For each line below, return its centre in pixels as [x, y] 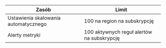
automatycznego [27, 24]
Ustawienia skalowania [34, 18]
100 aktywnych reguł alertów [118, 32]
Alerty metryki [24, 35]
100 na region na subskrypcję [119, 21]
